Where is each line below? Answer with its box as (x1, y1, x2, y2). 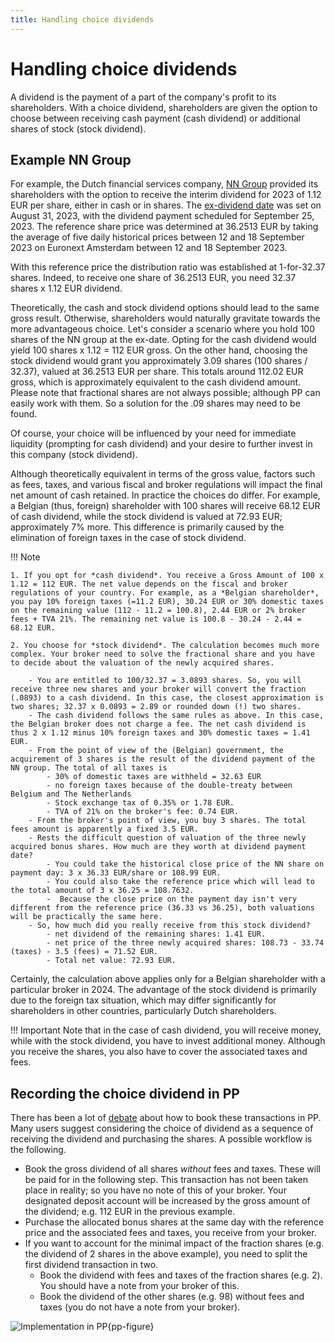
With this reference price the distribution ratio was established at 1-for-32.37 (10, 261, 326, 273)
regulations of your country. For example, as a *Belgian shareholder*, (10, 588, 320, 598)
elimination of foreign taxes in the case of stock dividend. (10, 532, 247, 544)
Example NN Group (10, 151, 132, 168)
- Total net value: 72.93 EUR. (46, 956, 177, 966)
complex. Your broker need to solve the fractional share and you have (10, 649, 315, 660)
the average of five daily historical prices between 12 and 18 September (10, 231, 305, 243)
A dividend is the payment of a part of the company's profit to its (10, 91, 277, 103)
